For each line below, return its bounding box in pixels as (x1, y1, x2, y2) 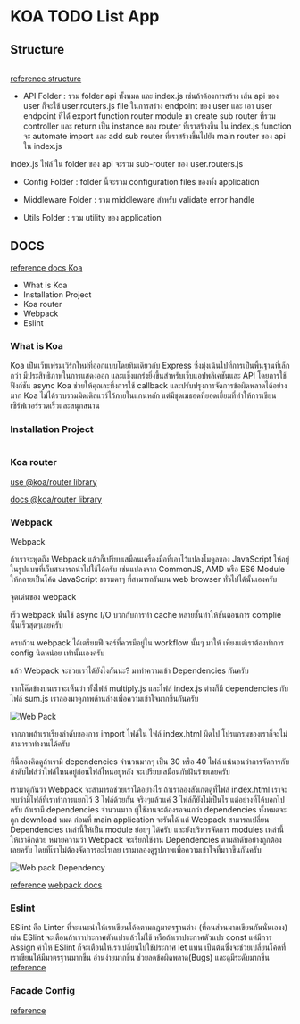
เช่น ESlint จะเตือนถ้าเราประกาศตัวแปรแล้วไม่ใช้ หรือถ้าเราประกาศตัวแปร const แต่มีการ (10, 932, 272, 943)
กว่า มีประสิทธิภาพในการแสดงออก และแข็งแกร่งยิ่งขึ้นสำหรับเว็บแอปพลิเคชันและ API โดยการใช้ (10, 370, 287, 381)
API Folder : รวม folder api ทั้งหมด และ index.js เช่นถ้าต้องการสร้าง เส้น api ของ (22, 91, 279, 101)
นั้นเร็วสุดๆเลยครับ (10, 620, 63, 630)
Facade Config (10, 985, 75, 997)
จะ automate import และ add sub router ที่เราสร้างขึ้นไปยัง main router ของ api (22, 131, 287, 141)
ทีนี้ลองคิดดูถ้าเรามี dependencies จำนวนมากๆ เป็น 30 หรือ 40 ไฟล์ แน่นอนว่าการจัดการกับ (10, 756, 289, 767)
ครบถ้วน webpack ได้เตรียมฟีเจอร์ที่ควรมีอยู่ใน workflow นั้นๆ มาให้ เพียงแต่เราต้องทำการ (10, 637, 285, 648)
